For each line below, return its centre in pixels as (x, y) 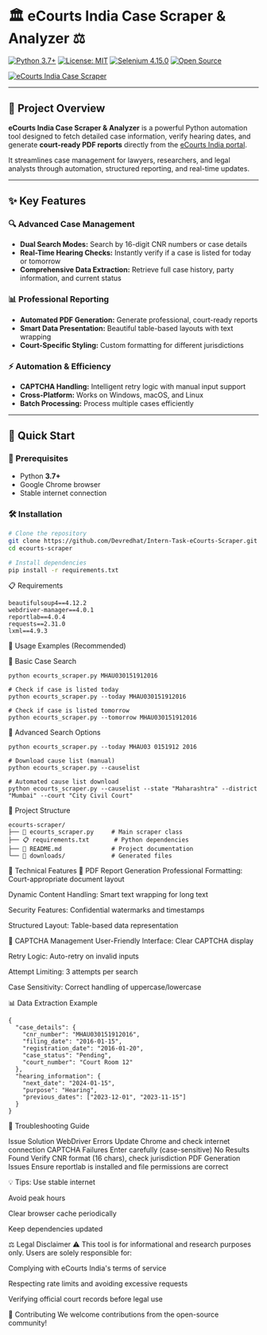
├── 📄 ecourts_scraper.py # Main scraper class (95, 832)
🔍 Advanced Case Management (72, 224)
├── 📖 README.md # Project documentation (101, 849)
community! (28, 1323)
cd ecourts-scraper (41, 548)
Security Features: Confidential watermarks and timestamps (106, 910)
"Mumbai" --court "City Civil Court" (71, 796)
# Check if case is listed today (64, 690)
